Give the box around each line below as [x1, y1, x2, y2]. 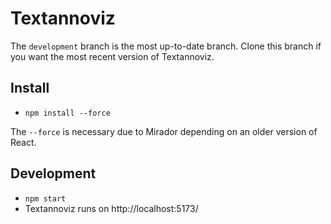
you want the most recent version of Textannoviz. [10, 50, 215, 62]
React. [10, 136, 37, 148]
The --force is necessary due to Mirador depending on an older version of [10, 125, 318, 137]
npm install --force [24, 108, 111, 118]
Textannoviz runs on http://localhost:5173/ [24, 202, 199, 214]
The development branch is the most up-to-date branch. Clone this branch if [10, 40, 322, 52]
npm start [24, 193, 67, 204]
